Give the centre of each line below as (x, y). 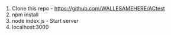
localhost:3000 (30, 27)
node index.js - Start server (45, 21)
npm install (25, 15)
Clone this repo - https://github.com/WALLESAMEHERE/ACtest (88, 8)
